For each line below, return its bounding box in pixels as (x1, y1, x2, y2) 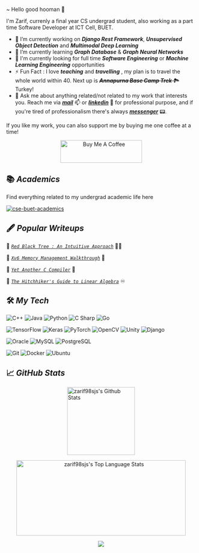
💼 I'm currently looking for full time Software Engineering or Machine (14, 55, 189, 62)
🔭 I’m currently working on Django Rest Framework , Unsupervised (14, 36, 182, 42)
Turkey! (14, 86, 34, 93)
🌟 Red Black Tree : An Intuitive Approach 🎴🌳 (6, 242, 122, 250)
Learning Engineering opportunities (14, 61, 105, 68)
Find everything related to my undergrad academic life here (6, 193, 153, 200)
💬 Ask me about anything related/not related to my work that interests (14, 92, 188, 99)
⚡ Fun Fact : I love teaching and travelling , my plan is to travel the (14, 68, 180, 75)
